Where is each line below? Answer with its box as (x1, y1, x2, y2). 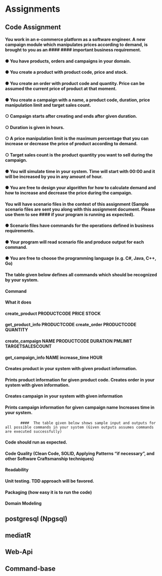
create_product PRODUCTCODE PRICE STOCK (5, 310, 101, 316)
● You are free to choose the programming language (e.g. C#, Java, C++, (5, 255, 157, 261)
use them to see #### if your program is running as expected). (5, 211, 135, 217)
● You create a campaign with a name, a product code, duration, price (5, 97, 150, 103)
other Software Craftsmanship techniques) (5, 456, 94, 462)
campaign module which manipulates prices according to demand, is (5, 42, 148, 47)
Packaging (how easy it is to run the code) (5, 489, 92, 495)
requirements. (5, 228, 35, 234)
